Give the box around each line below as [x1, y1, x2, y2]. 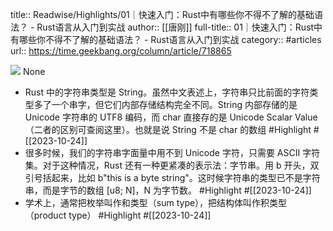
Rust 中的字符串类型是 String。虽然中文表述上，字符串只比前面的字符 [24, 86, 310, 98]
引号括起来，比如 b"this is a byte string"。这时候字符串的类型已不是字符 [24, 172, 321, 183]
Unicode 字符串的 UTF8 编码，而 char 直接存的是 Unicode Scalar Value [24, 111, 318, 123]
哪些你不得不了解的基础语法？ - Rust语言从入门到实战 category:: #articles [18, 34, 322, 45]
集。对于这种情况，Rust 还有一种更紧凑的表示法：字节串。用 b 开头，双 [24, 159, 320, 171]
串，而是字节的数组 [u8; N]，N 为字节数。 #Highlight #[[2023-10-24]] [24, 184, 312, 196]
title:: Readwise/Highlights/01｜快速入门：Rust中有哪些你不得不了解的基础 [10, 9, 315, 20]
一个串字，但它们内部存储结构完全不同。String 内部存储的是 [51, 99, 298, 110]
